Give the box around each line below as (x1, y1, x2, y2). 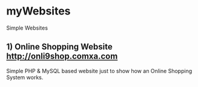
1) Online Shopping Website (6, 42, 113, 52)
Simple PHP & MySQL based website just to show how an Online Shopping (6, 67, 193, 74)
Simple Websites (6, 24, 48, 31)
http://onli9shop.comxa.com (6, 51, 118, 62)
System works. (6, 74, 44, 81)
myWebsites (6, 4, 71, 18)
